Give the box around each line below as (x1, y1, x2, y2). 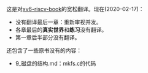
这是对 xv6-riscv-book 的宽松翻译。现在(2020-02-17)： (6, 6, 144, 12)
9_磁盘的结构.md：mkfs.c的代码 (15, 60, 96, 67)
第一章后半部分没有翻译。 (15, 34, 80, 41)
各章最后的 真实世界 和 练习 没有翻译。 (15, 26, 107, 33)
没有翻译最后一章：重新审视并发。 (15, 18, 102, 26)
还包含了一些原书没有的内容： (6, 47, 82, 54)
